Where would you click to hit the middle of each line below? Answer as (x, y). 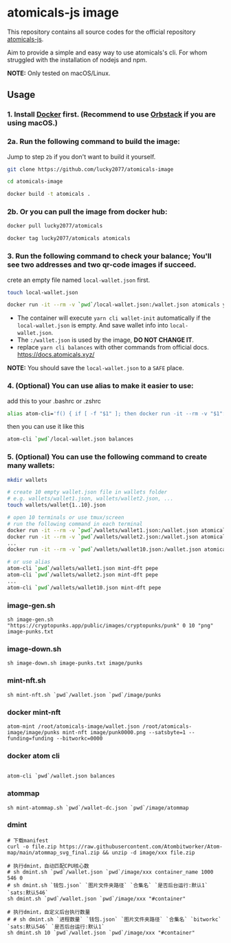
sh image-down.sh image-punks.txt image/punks (75, 663)
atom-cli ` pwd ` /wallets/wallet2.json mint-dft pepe (82, 575)
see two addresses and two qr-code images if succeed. (102, 265)
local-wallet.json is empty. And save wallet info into (92, 325)
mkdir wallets (27, 480)
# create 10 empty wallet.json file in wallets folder (87, 492)
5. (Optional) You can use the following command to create (107, 457)
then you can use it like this (46, 427)
